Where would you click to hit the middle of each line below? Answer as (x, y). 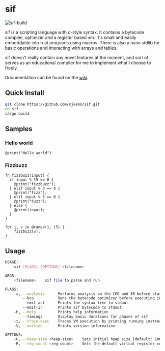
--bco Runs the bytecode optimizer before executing (89, 298)
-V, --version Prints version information (65, 326)
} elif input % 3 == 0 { (35, 189)
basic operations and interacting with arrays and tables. (61, 48)
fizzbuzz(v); (27, 232)
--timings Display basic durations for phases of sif (85, 317)
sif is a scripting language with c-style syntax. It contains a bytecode (75, 32)
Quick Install (25, 93)
